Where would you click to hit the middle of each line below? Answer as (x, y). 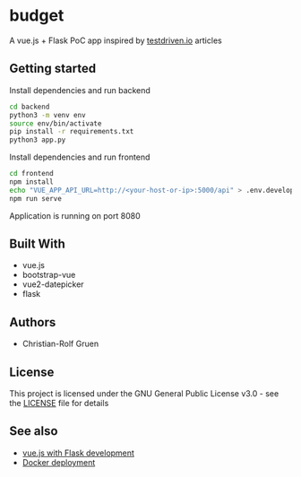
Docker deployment (59, 462)
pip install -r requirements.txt (72, 132)
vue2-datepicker (53, 284)
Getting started (53, 69)
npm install (31, 182)
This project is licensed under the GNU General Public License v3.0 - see (144, 394)
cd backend (30, 107)
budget (37, 16)
